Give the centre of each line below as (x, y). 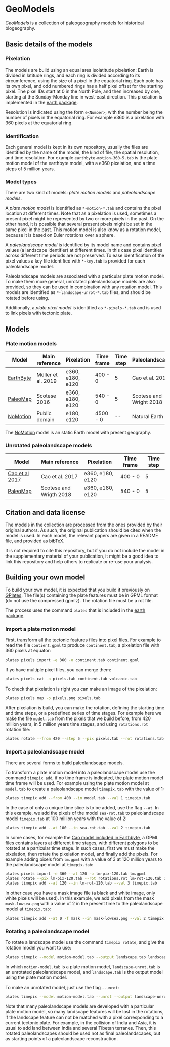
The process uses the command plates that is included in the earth (75, 610)
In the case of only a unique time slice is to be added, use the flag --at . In (82, 807)
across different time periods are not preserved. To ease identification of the (85, 256)
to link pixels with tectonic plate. (39, 313)
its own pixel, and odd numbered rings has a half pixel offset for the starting (84, 86)
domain (46, 419)
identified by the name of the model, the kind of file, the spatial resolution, (82, 152)
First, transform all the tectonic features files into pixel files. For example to (83, 640)
